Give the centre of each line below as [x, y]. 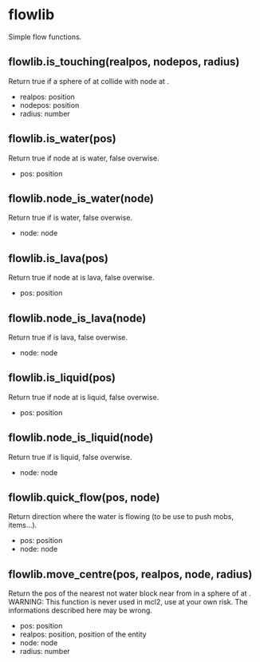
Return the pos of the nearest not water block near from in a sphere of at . [130, 593]
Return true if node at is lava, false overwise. [81, 278]
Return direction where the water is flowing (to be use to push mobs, [121, 517]
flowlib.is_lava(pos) [59, 258]
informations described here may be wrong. [81, 610]
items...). [23, 525]
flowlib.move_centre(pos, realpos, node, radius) [130, 574]
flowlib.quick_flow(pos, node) [85, 498]
